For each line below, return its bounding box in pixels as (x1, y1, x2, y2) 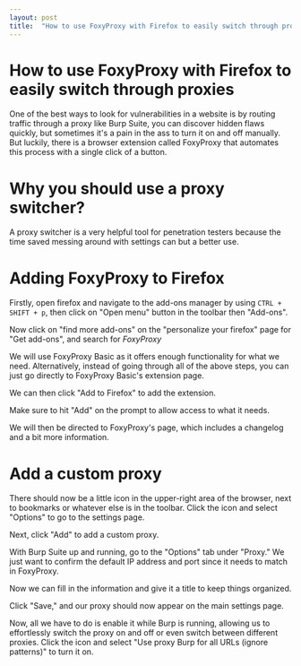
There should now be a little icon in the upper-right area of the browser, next (9, 493, 292, 504)
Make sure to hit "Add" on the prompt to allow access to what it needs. (9, 405, 271, 416)
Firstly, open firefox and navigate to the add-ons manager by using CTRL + (9, 298, 282, 308)
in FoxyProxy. (9, 566, 59, 576)
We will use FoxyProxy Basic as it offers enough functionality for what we (9, 351, 280, 362)
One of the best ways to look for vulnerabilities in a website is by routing (9, 108, 276, 119)
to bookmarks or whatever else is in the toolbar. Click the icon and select (9, 503, 278, 514)
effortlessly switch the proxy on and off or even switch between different (9, 627, 279, 638)
